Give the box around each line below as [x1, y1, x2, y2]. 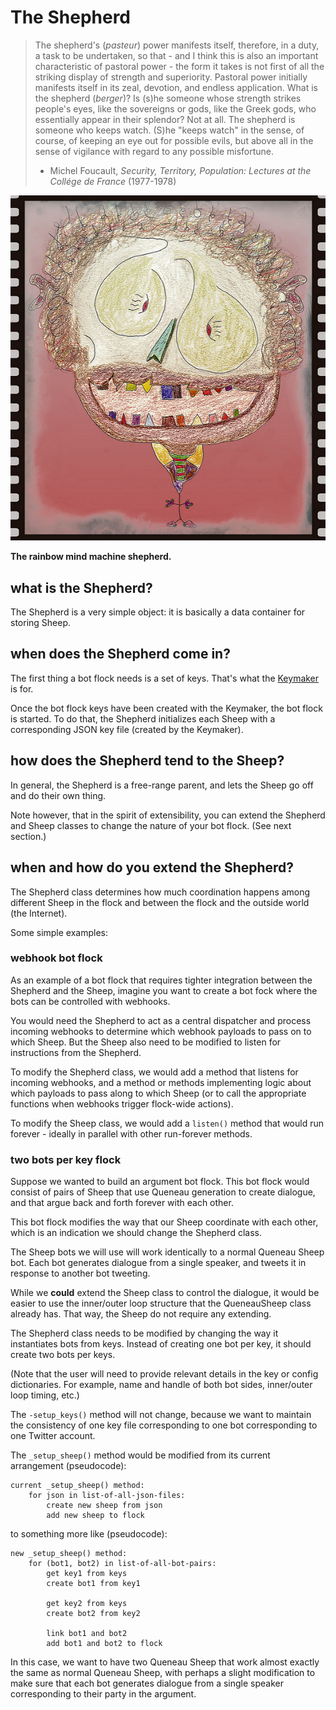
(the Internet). [10, 907, 68, 919]
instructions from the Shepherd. [10, 1046, 142, 1058]
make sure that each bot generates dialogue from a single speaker [10, 1677, 284, 1690]
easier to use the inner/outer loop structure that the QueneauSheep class [10, 1297, 312, 1310]
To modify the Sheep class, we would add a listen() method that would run [10, 1117, 325, 1129]
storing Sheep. [10, 617, 72, 629]
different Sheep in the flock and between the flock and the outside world [10, 896, 310, 908]
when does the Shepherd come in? [10, 646, 231, 663]
